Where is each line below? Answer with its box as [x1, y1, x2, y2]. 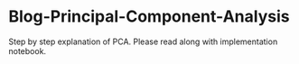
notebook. [8, 45, 47, 56]
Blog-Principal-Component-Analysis [8, 6, 290, 27]
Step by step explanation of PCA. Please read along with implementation [8, 36, 278, 47]
